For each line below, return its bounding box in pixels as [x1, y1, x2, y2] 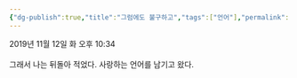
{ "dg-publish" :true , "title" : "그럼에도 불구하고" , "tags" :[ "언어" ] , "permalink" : [9, 12, 290, 22]
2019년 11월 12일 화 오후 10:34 [9, 38, 116, 49]
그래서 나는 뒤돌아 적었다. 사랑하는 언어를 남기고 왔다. [9, 58, 194, 69]
